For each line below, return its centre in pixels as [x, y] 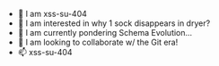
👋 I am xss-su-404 [53, 14]
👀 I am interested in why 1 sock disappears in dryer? [114, 23]
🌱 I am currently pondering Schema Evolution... [105, 33]
